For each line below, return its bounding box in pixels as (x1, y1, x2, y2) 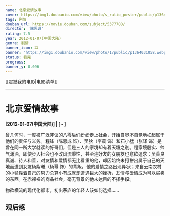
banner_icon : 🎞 (5, 45, 39, 50)
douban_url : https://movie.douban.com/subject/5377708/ (5, 21, 125, 27)
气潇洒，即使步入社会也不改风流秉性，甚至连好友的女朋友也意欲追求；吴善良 (5, 151, 165, 157)
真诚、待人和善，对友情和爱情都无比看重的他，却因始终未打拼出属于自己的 (5, 157, 160, 163)
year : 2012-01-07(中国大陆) (5, 36, 62, 41)
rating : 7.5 (5, 31, 30, 36)
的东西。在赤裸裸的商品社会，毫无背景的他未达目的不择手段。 (5, 176, 134, 182)
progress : (5, 59, 26, 65)
